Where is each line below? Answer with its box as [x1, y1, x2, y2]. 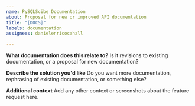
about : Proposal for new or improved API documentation [6, 14, 147, 20]
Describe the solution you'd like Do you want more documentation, [6, 69, 171, 77]
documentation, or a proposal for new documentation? [6, 58, 139, 65]
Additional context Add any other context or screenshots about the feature [6, 87, 190, 94]
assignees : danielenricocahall [6, 31, 83, 37]
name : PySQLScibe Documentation [6, 8, 86, 15]
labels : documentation [6, 25, 62, 31]
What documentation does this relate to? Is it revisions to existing [6, 52, 168, 59]
